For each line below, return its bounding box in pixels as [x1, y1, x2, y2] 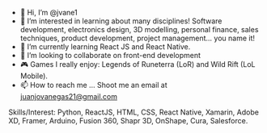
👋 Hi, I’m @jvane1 [19, 8, 78, 17]
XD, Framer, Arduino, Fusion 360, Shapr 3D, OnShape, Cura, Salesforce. [8, 116, 248, 125]
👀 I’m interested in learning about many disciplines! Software [19, 16, 222, 26]
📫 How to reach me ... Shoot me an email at [19, 81, 167, 89]
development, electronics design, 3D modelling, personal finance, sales [19, 25, 259, 34]
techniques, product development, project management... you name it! [19, 33, 255, 43]
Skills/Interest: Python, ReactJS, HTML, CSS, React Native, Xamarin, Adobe [8, 107, 259, 117]
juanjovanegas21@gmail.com [19, 92, 117, 101]
